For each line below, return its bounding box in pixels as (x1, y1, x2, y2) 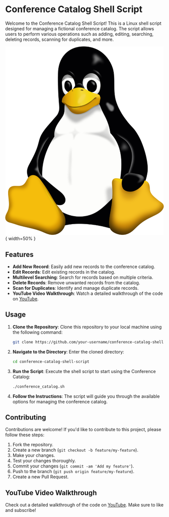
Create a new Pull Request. (12, 474, 69, 480)
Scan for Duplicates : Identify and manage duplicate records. (12, 285, 139, 291)
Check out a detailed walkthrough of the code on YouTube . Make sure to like (5, 502, 164, 508)
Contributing (5, 413, 46, 422)
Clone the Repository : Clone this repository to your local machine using (12, 324, 162, 330)
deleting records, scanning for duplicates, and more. (5, 36, 114, 42)
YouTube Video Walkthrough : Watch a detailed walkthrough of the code (12, 290, 163, 296)
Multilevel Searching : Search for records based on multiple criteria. (12, 274, 153, 281)
